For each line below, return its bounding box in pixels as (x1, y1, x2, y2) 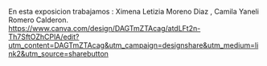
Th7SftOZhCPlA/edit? (8, 32, 80, 41)
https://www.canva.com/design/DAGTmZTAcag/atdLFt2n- (8, 24, 201, 33)
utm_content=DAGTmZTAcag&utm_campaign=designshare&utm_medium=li (8, 41, 259, 50)
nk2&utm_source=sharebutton (8, 49, 109, 58)
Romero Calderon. (8, 15, 68, 25)
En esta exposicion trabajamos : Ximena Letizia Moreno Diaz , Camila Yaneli (8, 7, 260, 16)
